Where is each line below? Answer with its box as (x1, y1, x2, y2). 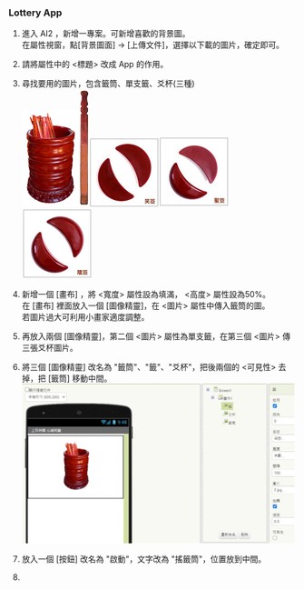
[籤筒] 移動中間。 (47, 373, 113, 384)
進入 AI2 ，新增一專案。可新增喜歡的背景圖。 (21, 28, 191, 39)
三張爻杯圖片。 (21, 343, 78, 354)
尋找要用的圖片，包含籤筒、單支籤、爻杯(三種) (21, 78, 196, 89)
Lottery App (8, 6, 63, 19)
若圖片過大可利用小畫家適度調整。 (21, 312, 150, 323)
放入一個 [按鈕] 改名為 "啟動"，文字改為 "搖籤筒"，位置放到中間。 (21, 554, 267, 565)
